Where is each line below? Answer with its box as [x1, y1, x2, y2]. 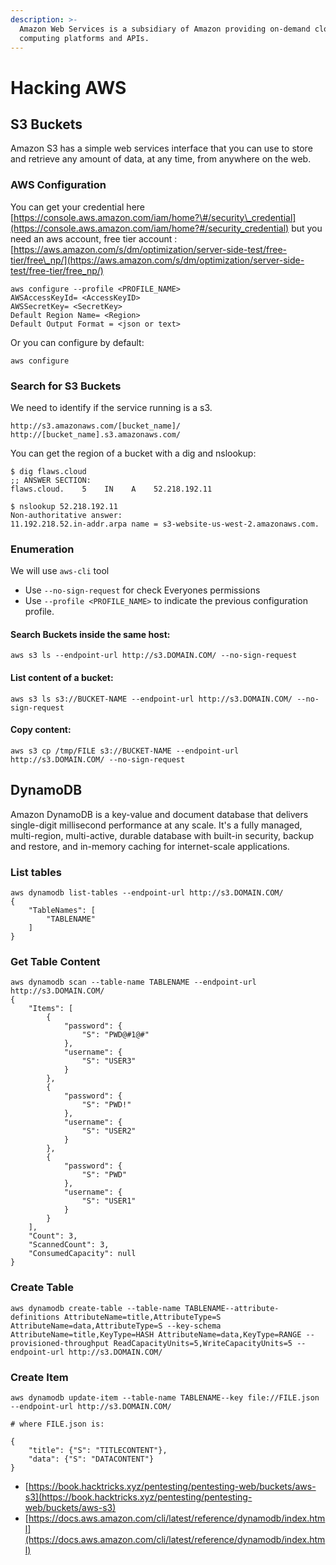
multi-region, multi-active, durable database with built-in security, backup [10, 829, 315, 841]
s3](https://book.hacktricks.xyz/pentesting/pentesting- [24, 1491, 253, 1503]
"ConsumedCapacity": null [28, 1249, 137, 1259]
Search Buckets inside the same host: [10, 628, 171, 640]
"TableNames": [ [28, 905, 97, 915]
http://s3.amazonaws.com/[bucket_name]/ [10, 421, 182, 431]
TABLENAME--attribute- [184, 1303, 280, 1313]
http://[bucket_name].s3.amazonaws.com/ [10, 429, 182, 440]
